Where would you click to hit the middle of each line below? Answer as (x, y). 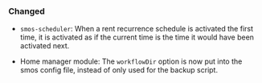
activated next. (45, 46)
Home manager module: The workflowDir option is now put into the (131, 61)
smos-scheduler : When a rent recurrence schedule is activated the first (137, 29)
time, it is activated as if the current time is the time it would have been (137, 37)
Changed (27, 11)
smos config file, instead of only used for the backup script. (119, 70)
